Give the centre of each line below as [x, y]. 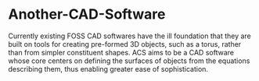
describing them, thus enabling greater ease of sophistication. [108, 69]
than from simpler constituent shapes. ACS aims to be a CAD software [121, 52]
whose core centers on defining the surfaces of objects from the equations [129, 61]
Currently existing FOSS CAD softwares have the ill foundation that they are [130, 36]
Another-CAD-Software [87, 14]
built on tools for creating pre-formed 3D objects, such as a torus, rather [125, 44]
